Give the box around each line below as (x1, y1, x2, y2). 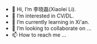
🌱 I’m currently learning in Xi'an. (11, 19, 89, 25)
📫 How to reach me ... (11, 32, 66, 38)
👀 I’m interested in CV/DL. (11, 12, 75, 19)
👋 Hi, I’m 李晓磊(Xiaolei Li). (11, 6, 76, 12)
